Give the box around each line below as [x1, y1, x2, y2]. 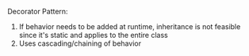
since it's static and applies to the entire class [18, 31, 168, 39]
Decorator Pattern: [7, 7, 68, 16]
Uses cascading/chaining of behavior [18, 39, 142, 48]
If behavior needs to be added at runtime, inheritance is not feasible [18, 22, 241, 31]
